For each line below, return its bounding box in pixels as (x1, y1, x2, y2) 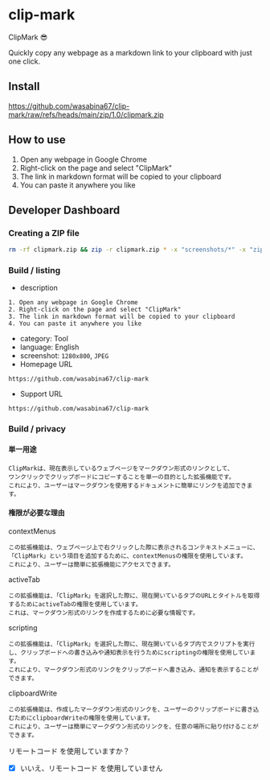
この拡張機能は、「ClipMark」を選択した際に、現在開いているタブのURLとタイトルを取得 (8, 592, 260, 600)
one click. (8, 56, 41, 66)
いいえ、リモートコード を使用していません (19, 763, 163, 773)
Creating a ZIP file (8, 227, 80, 238)
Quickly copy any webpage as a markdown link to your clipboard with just (8, 47, 253, 57)
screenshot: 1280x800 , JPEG (19, 351, 109, 361)
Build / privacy (8, 423, 67, 435)
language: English (19, 342, 80, 352)
